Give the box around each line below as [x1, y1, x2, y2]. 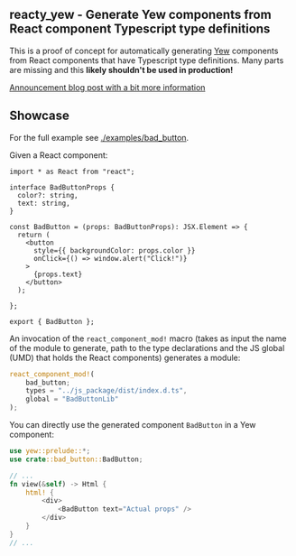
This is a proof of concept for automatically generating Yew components [9, 45, 279, 56]
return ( [17, 230, 51, 239]
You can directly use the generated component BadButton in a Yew [9, 420, 256, 430]
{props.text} [32, 270, 83, 279]
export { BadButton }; [9, 317, 95, 326]
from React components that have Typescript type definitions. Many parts [9, 54, 284, 66]
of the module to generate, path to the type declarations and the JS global [9, 342, 285, 353]
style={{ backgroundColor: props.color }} [32, 246, 196, 255]
